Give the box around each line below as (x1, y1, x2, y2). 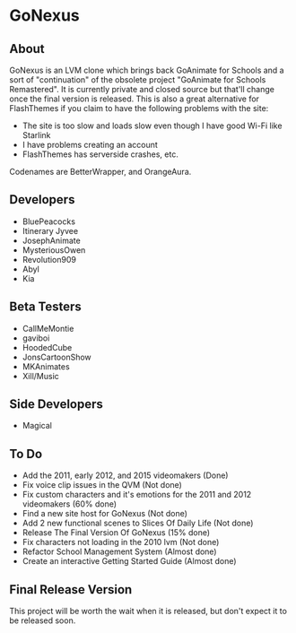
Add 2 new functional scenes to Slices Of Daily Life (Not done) (22, 517, 254, 529)
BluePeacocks (22, 216, 76, 227)
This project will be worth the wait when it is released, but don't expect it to (9, 606, 287, 617)
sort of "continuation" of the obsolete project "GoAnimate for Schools (9, 74, 266, 85)
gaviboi (22, 333, 50, 343)
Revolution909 (22, 254, 76, 264)
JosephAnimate (22, 235, 81, 246)
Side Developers (9, 396, 103, 412)
